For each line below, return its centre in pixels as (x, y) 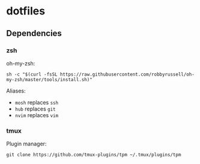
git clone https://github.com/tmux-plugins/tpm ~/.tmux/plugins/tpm (94, 155)
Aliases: (16, 91)
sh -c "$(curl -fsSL (32, 74)
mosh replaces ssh (37, 102)
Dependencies (34, 33)
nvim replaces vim (37, 115)
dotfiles (26, 11)
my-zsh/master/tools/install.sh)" (50, 79)
